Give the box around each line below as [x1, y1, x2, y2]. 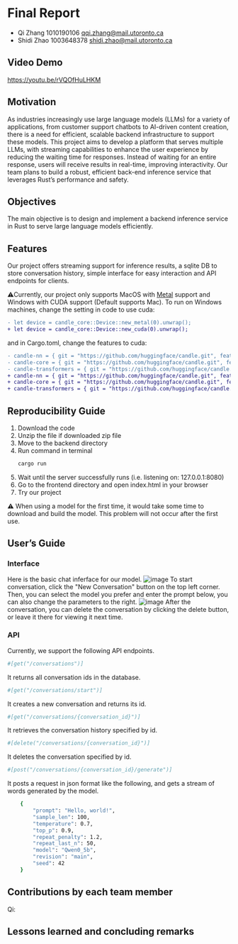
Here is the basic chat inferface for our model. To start [7, 575, 193, 583]
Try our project [17, 488, 62, 496]
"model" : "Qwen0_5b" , [33, 847, 97, 854]
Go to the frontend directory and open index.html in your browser [17, 481, 209, 489]
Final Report [7, 5, 80, 21]
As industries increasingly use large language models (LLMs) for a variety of [7, 115, 230, 124]
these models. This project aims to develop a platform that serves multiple [7, 137, 224, 146]
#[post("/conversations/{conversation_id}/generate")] [7, 767, 173, 774]
